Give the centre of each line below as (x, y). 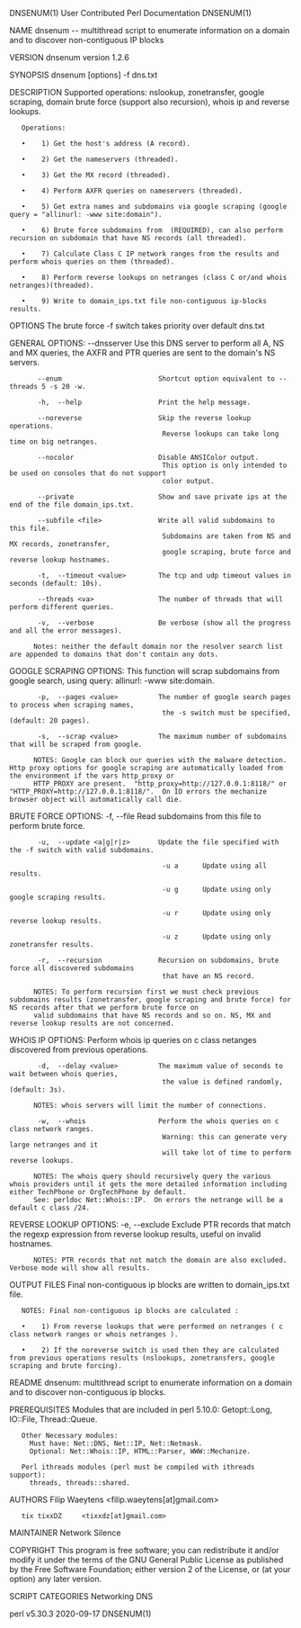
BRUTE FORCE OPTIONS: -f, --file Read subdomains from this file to (136, 816)
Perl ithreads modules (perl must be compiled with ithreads (138, 1467)
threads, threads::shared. (80, 1483)
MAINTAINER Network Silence (65, 1533)
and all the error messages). (66, 631)
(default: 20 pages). (50, 721)
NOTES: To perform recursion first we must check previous (146, 992)
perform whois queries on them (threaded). (92, 262)
